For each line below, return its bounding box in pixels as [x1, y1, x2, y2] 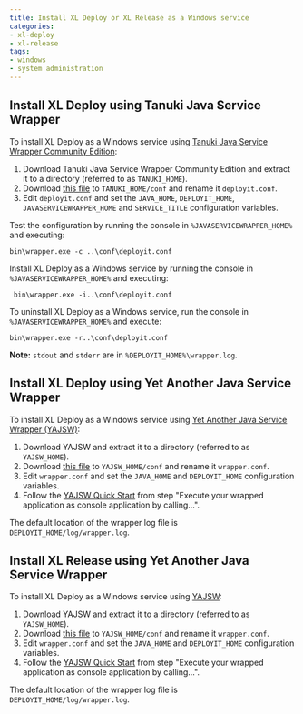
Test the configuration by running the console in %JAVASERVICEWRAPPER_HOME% [9, 219, 293, 230]
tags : [9, 47, 30, 56]
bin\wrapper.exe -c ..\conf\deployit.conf [9, 246, 172, 256]
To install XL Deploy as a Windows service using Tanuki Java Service [9, 136, 269, 146]
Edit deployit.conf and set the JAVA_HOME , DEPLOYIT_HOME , [22, 192, 235, 203]
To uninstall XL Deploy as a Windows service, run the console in [9, 306, 249, 317]
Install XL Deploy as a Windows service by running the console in [9, 263, 254, 274]
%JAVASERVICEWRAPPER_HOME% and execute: [9, 316, 161, 327]
